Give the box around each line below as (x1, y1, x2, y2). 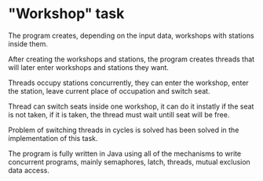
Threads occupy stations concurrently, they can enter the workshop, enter (8, 78, 249, 87)
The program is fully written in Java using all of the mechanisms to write (8, 149, 242, 158)
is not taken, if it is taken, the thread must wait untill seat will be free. (8, 109, 230, 119)
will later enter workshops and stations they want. (8, 62, 169, 72)
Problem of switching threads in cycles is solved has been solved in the (8, 125, 239, 135)
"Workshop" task (8, 5, 125, 23)
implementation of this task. (8, 133, 98, 142)
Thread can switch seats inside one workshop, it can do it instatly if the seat (8, 102, 254, 111)
